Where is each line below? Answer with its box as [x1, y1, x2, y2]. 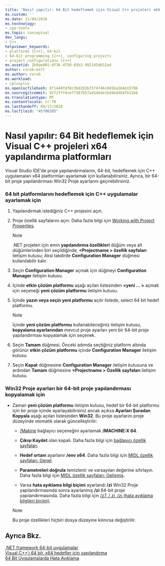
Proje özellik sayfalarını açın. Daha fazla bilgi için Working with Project [12, 218, 155, 224]
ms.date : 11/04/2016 [5, 16, 48, 21]
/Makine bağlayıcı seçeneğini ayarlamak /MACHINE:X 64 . [19, 428, 138, 434]
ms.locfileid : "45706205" [5, 109, 58, 114]
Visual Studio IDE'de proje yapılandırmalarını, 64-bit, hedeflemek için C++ [5, 167, 156, 174]
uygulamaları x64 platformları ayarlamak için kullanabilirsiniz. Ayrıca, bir [5, 173, 151, 179]
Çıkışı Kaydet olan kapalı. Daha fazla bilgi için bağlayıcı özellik [19, 438, 147, 443]
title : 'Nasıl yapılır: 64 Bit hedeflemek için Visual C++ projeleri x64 [5, 7, 161, 12]
